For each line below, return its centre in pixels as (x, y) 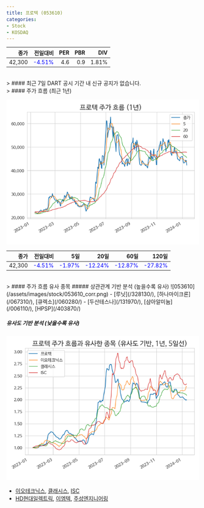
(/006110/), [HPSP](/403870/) (44, 308)
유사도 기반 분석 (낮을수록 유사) (43, 323)
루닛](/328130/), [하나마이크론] (153, 294)
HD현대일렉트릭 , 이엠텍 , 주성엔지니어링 (62, 498)
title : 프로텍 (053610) (35, 13)
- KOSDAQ (17, 32)
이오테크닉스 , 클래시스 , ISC (47, 491)
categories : (21, 19)
